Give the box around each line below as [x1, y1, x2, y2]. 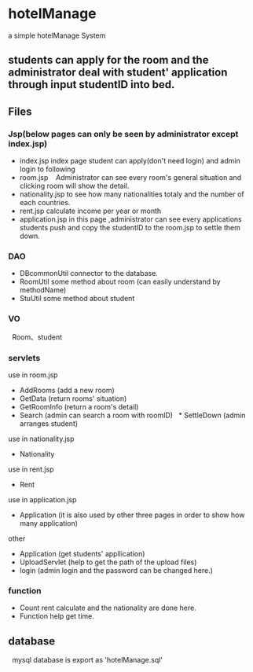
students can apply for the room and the [8, 53, 209, 67]
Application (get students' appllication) [19, 549, 145, 558]
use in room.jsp [8, 370, 58, 380]
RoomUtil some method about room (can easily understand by [19, 277, 222, 287]
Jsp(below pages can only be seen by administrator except [8, 128, 239, 139]
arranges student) [19, 418, 79, 428]
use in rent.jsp [8, 465, 54, 474]
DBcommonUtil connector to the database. [19, 269, 159, 278]
